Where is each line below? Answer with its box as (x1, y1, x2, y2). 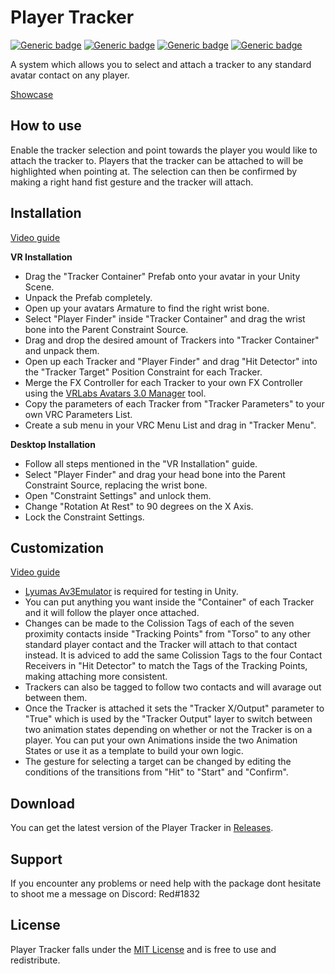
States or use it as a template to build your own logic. (24, 745, 244, 757)
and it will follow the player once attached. (24, 607, 200, 619)
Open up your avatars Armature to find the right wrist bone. (24, 302, 270, 314)
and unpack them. (24, 344, 100, 356)
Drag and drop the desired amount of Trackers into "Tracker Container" (24, 334, 320, 346)
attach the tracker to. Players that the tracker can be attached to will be (10, 154, 304, 166)
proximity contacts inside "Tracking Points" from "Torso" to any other (24, 628, 312, 640)
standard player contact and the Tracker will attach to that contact (24, 639, 298, 651)
